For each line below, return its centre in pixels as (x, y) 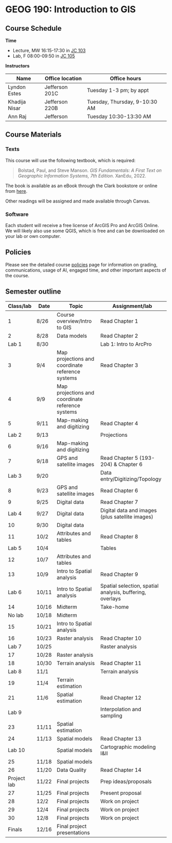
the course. (17, 275)
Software (17, 214)
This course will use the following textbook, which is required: (70, 160)
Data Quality (71, 770)
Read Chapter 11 (121, 663)
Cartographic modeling (128, 747)
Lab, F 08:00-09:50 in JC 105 (44, 56)
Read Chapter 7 (119, 502)
